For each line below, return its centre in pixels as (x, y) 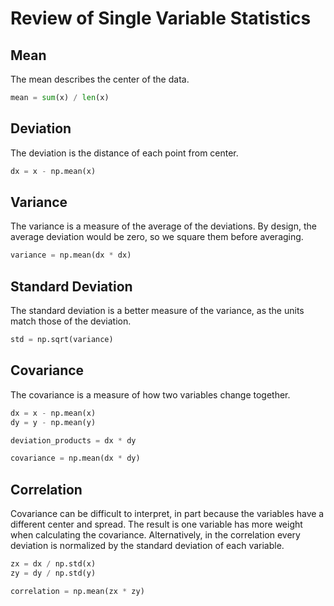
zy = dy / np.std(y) (53, 573)
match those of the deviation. (71, 321)
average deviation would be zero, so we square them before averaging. (157, 237)
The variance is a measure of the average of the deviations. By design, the (163, 226)
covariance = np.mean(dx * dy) (75, 458)
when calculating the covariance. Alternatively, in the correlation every (155, 535)
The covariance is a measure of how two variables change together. (150, 394)
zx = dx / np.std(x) (53, 564)
